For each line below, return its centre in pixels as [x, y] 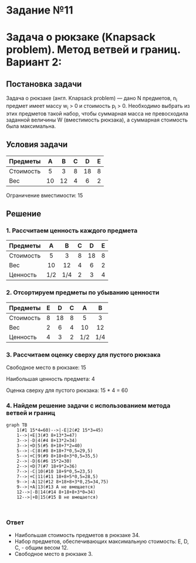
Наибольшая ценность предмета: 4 [50, 378]
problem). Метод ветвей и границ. [93, 50]
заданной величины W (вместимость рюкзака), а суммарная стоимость [97, 120]
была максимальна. [31, 126]
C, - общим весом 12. [41, 548]
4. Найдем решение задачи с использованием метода [88, 406]
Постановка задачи [44, 84]
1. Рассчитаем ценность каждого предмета [72, 231]
